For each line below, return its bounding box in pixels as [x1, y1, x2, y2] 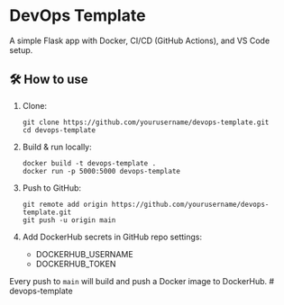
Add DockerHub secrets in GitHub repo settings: [22, 231, 203, 242]
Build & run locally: [22, 141, 92, 152]
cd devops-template [22, 125, 96, 135]
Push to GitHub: [22, 182, 82, 193]
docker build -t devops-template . [22, 158, 157, 167]
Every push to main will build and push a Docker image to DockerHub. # [9, 275, 275, 286]
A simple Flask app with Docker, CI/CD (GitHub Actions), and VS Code [9, 35, 270, 46]
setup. [9, 44, 33, 55]
